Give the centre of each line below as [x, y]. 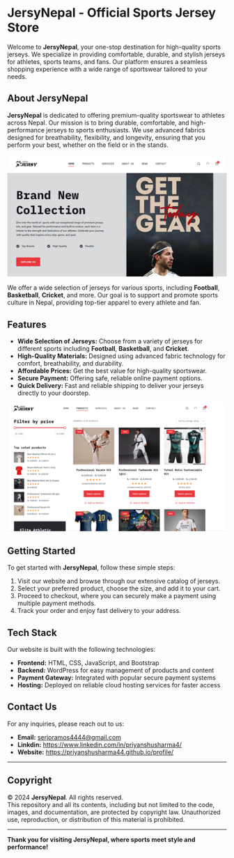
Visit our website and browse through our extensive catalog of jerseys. [119, 581]
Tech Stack [32, 633]
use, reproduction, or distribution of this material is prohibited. [96, 819]
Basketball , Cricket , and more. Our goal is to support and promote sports [112, 295]
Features [27, 324]
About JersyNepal [48, 99]
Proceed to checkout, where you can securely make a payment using [117, 596]
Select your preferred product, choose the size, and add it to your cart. [119, 588]
